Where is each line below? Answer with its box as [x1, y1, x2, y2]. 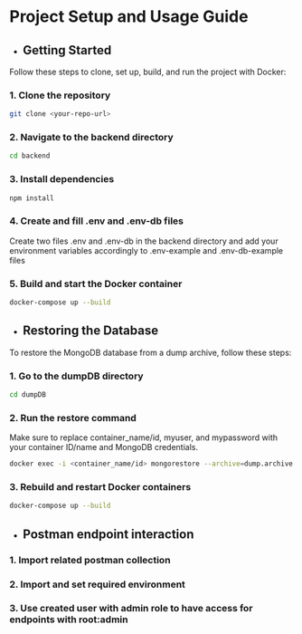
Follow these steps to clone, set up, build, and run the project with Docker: [9, 66, 287, 77]
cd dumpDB [9, 390, 47, 399]
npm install [9, 193, 54, 203]
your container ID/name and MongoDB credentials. [9, 442, 199, 453]
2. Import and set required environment [9, 578, 185, 591]
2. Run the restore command [9, 411, 137, 424]
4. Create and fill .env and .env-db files [9, 215, 184, 227]
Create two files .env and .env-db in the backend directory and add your [9, 235, 278, 246]
